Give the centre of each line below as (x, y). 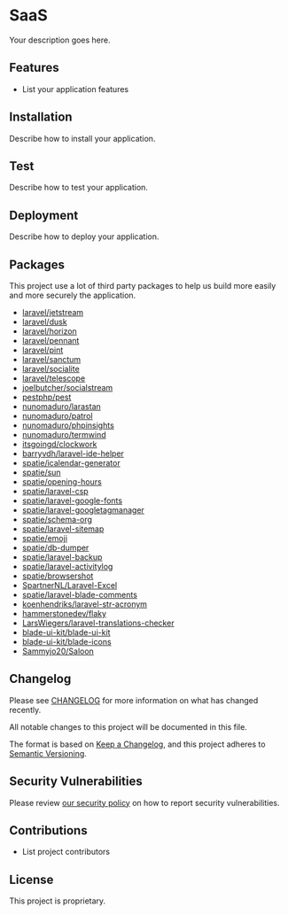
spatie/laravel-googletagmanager (83, 510)
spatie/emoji (45, 538)
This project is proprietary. (58, 901)
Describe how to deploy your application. (84, 237)
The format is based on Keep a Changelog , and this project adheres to (137, 744)
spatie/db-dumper (55, 547)
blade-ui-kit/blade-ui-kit (66, 632)
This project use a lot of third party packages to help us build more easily (143, 286)
